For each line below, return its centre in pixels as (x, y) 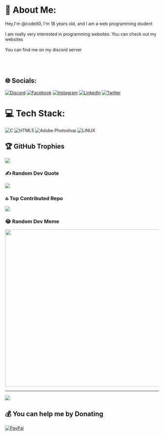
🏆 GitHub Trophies (35, 147)
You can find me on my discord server (43, 50)
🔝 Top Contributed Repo (34, 198)
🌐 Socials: (21, 81)
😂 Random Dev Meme (32, 221)
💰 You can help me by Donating (54, 414)
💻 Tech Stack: (35, 113)
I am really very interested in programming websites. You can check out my (81, 34)
